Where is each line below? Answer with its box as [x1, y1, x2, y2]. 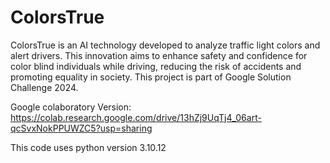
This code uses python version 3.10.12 [10, 141, 167, 153]
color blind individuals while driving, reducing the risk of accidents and [10, 60, 302, 72]
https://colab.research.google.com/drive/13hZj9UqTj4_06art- [10, 111, 262, 123]
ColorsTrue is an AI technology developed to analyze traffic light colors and [10, 39, 321, 51]
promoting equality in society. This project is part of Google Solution [10, 71, 292, 83]
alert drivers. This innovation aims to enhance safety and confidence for [10, 49, 308, 61]
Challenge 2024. [10, 81, 79, 93]
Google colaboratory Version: [10, 101, 132, 113]
